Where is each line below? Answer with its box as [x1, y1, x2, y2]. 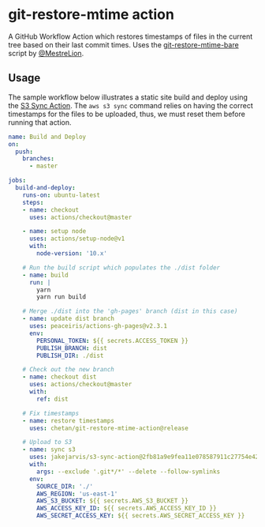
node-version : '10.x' [36, 250, 108, 258]
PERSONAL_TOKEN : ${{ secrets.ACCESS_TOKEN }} [36, 337, 189, 344]
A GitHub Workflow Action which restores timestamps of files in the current [8, 32, 253, 41]
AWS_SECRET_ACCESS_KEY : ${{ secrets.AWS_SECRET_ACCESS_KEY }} [36, 512, 245, 520]
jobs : [8, 176, 26, 185]
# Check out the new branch [22, 366, 114, 374]
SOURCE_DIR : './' [36, 482, 93, 491]
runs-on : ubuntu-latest [22, 191, 101, 199]
